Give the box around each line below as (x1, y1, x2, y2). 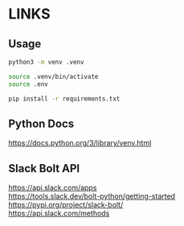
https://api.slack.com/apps (8, 183, 97, 193)
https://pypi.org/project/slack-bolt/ (8, 200, 124, 210)
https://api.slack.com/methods (8, 208, 110, 218)
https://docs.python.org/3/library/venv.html (8, 138, 152, 148)
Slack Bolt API (8, 162, 80, 175)
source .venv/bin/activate (8, 72, 99, 80)
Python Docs (8, 117, 75, 130)
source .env (8, 80, 48, 88)
